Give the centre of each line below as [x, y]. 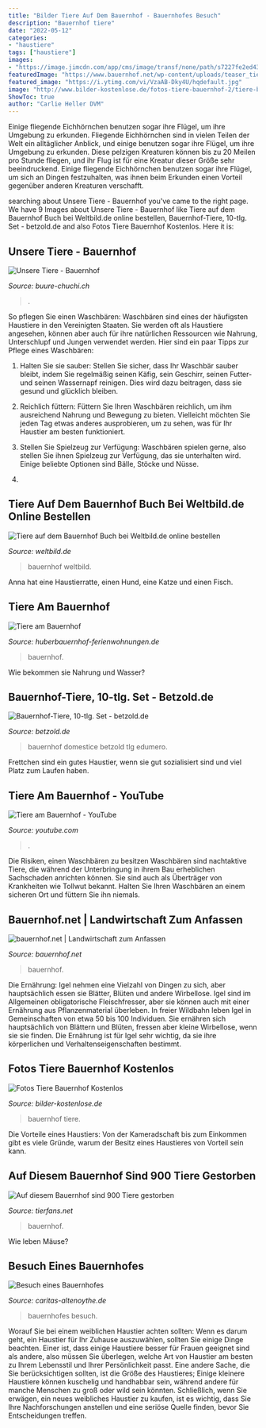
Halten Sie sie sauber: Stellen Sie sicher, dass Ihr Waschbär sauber [129, 365]
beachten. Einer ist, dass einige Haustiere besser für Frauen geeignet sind [129, 1348]
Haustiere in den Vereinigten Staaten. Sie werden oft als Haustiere [116, 325]
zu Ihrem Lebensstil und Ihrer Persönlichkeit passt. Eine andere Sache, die [129, 1365]
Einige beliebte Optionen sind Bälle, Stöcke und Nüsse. [109, 464]
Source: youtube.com [44, 830]
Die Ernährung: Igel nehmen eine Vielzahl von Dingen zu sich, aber [117, 985]
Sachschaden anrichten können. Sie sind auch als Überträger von [115, 878]
